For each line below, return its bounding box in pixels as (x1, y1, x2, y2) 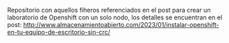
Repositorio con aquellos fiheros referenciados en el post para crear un (7, 6, 211, 14)
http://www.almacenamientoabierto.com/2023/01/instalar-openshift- (23, 21, 220, 28)
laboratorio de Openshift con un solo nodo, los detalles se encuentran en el (7, 13, 223, 21)
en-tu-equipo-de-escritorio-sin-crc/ (7, 28, 110, 36)
